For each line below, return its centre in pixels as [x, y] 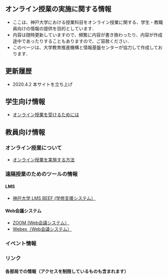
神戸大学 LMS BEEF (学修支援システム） [54, 198]
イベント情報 [21, 244]
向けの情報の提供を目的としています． [57, 28]
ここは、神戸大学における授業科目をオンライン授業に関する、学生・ [83, 22]
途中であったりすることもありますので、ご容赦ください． [72, 41]
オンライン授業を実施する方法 [43, 160]
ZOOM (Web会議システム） [41, 223]
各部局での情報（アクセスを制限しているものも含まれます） [67, 271]
